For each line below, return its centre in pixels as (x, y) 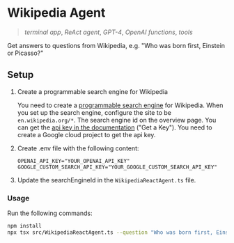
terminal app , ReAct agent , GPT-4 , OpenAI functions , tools (108, 32)
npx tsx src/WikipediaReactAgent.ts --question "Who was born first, (110, 232)
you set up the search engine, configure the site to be (94, 112)
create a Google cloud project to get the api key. (86, 134)
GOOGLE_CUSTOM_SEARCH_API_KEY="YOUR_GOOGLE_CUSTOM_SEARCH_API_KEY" (117, 167)
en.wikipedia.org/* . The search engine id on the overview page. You (117, 120)
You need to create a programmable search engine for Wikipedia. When (120, 105)
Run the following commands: (50, 213)
